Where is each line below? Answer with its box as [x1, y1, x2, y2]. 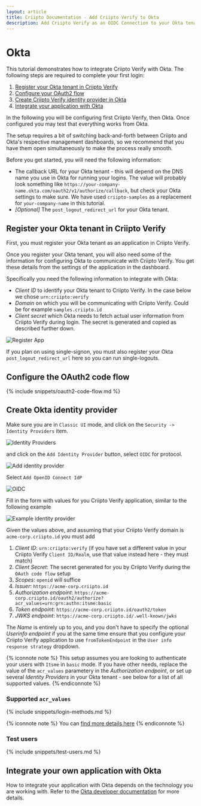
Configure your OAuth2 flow [14, 90, 85, 97]
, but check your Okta [127, 187, 181, 194]
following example [6, 503, 51, 510]
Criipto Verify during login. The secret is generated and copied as [14, 318, 176, 326]
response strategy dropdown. [6, 643, 80, 650]
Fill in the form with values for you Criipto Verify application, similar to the [6, 497, 187, 504]
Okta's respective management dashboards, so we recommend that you [6, 138, 184, 145]
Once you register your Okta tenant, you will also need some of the [6, 251, 172, 258]
